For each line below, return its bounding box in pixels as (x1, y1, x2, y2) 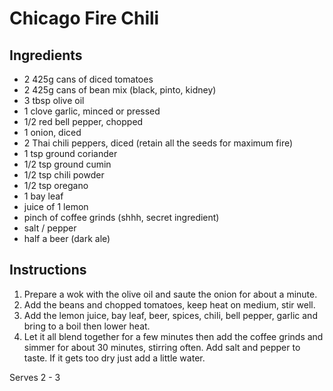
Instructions (9, 262, 87, 279)
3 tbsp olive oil (23, 95, 85, 106)
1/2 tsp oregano (23, 180, 89, 191)
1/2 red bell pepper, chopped (23, 116, 144, 127)
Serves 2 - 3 (9, 371, 61, 383)
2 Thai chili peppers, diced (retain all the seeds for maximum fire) (23, 137, 294, 149)
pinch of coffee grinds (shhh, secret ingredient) (23, 212, 220, 223)
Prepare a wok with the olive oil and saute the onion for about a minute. (23, 288, 318, 300)
